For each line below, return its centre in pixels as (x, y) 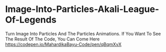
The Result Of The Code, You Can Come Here (52, 39)
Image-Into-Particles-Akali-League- (82, 9)
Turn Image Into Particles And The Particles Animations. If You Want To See (83, 33)
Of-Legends (31, 20)
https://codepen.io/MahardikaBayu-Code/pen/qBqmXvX (63, 44)
